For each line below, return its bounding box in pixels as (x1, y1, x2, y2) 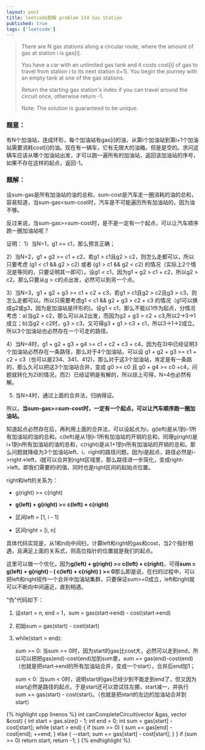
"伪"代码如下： (6, 596, 44, 604)
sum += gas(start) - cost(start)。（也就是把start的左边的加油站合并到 (15, 691, 187, 698)
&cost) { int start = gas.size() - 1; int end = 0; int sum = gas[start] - (6, 717, 173, 724)
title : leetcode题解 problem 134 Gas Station (6, 15, 122, 21)
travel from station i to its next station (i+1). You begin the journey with (21, 68, 198, 75)
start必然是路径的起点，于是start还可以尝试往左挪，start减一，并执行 (15, 683, 189, 690)
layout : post (6, 9, 40, 15)
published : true (6, 20, 48, 26)
